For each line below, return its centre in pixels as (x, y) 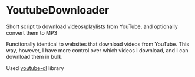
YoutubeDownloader (58, 10)
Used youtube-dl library (35, 68)
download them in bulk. (34, 56)
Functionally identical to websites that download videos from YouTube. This (98, 44)
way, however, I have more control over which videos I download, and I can (97, 50)
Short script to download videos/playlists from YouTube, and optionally (92, 26)
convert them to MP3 (32, 32)
